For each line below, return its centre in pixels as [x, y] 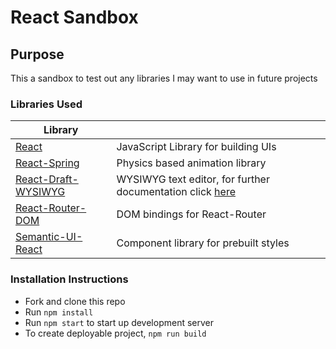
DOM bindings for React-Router [191, 214]
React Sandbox [74, 17]
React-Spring [47, 163]
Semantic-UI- [49, 237]
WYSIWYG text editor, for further [193, 179]
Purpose [37, 54]
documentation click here [176, 192]
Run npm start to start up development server [119, 322]
